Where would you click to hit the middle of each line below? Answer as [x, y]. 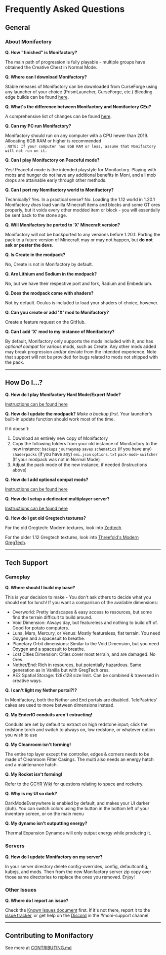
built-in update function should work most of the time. [60, 419]
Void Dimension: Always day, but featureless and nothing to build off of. [85, 623]
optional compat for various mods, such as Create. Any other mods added [81, 346]
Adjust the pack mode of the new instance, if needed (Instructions [80, 465]
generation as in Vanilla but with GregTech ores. [61, 670]
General [18, 28]
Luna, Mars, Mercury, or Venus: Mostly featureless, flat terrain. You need [86, 633]
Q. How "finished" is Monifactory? [41, 52]
